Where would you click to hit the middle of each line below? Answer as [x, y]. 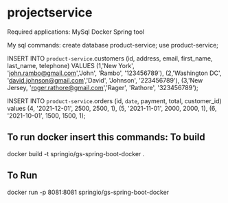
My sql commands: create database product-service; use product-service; [113, 45]
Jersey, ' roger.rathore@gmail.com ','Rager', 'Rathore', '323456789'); [103, 87]
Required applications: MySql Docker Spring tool [76, 32]
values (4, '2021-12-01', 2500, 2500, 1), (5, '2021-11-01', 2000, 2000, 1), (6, [112, 108]
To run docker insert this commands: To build [106, 137]
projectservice [50, 13]
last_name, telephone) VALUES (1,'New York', [71, 65]
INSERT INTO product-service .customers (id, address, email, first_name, [110, 58]
